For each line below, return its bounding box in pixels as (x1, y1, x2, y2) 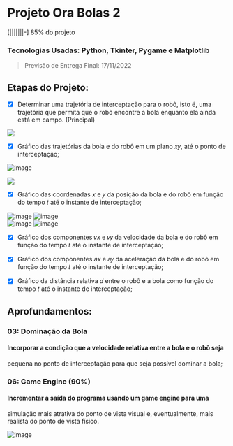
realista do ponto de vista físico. (7, 417, 100, 426)
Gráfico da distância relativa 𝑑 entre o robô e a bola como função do (17, 277, 214, 285)
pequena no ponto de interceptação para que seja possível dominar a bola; (7, 359, 223, 368)
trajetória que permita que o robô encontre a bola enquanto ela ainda (17, 108, 216, 117)
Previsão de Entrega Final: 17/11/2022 (24, 62, 132, 70)
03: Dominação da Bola (7, 326, 88, 336)
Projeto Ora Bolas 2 (7, 5, 121, 21)
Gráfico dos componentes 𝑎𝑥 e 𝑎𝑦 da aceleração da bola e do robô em (17, 255, 220, 264)
